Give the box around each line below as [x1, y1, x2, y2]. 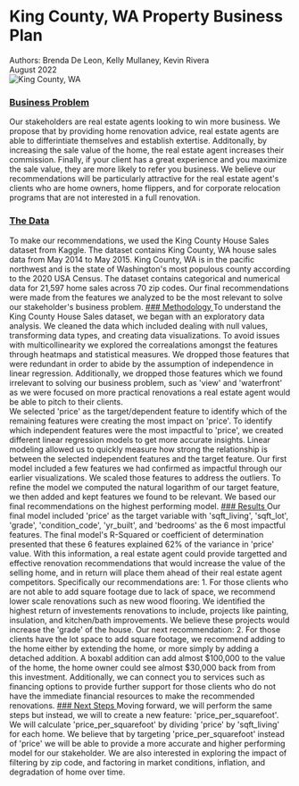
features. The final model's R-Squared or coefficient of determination [9, 529, 264, 539]
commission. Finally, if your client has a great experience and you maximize [9, 155, 287, 165]
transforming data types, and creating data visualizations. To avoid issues [9, 330, 280, 340]
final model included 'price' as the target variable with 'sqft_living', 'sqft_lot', [9, 510, 288, 521]
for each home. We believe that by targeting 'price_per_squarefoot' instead [9, 728, 286, 739]
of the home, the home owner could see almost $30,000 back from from [9, 662, 276, 673]
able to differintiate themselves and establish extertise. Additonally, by [9, 136, 268, 146]
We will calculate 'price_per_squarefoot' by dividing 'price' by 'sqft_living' [9, 719, 279, 730]
